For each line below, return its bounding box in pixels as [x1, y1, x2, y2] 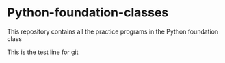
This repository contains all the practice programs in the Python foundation [7, 27, 219, 36]
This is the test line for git [7, 48, 79, 56]
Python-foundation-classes [7, 5, 169, 21]
